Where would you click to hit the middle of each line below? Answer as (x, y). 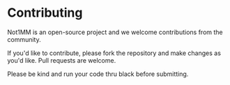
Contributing (45, 13)
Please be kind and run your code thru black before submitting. (98, 74)
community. (24, 39)
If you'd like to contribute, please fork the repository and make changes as (114, 53)
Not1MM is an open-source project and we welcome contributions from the (115, 32)
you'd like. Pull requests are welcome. (62, 60)
